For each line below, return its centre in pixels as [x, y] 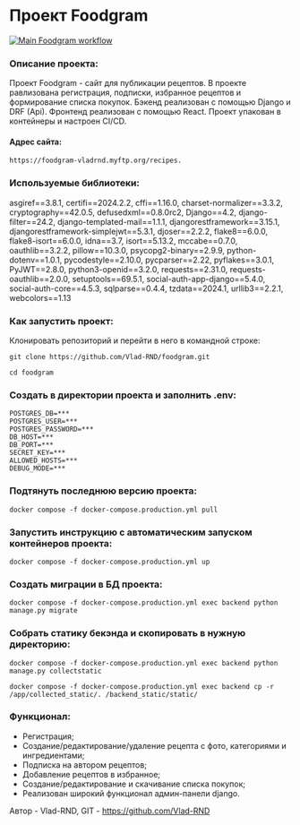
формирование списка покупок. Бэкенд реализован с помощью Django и [150, 102]
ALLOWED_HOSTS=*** [43, 461]
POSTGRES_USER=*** [43, 422]
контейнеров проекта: [61, 543]
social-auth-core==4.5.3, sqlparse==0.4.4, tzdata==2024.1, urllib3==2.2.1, [146, 288]
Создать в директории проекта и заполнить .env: [123, 395]
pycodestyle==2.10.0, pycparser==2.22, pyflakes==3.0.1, [169, 260]
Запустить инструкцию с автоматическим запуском [131, 532]
